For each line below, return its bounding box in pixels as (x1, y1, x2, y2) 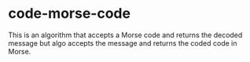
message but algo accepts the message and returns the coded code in (8, 38, 237, 47)
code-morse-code (8, 5, 131, 22)
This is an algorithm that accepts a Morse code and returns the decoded (8, 30, 243, 40)
